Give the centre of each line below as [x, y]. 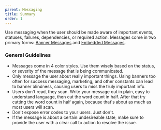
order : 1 [14, 18]
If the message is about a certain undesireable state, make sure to [78, 117]
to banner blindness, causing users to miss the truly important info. [79, 86]
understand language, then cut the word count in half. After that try [79, 97]
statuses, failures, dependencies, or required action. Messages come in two [80, 37]
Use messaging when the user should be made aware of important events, [79, 32]
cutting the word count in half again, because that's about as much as [81, 102]
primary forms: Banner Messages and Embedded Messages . [66, 43]
